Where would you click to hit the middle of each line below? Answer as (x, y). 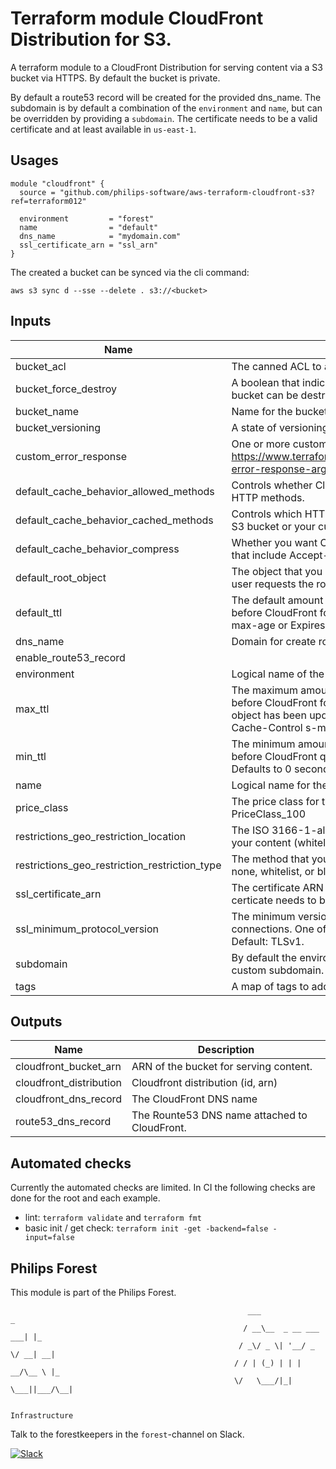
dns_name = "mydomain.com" (100, 236)
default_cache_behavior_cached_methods (114, 520)
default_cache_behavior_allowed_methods (115, 491)
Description (226, 1050)
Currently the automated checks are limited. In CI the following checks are (163, 1188)
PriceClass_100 (269, 814)
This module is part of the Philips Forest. (93, 1292)
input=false (49, 1238)
